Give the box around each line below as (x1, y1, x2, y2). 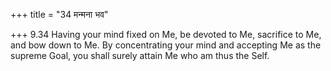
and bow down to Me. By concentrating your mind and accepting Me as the (10, 39, 322, 51)
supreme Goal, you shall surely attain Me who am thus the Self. (10, 50, 270, 61)
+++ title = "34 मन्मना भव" (10, 9, 109, 20)
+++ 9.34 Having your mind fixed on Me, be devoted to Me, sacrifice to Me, (10, 29, 322, 40)
